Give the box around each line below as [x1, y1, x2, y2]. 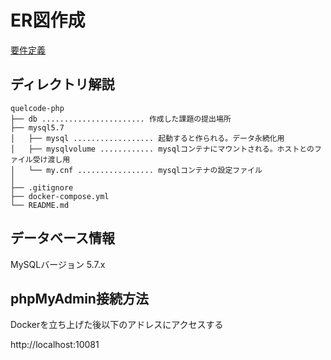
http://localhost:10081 [10, 339, 100, 351]
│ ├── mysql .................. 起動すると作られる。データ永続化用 [10, 133, 285, 143]
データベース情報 [10, 230, 115, 247]
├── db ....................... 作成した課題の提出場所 [10, 114, 232, 124]
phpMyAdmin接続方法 [10, 290, 149, 307]
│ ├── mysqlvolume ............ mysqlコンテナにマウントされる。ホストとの [10, 144, 315, 154]
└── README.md [10, 200, 70, 210]
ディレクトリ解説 [10, 76, 115, 93]
